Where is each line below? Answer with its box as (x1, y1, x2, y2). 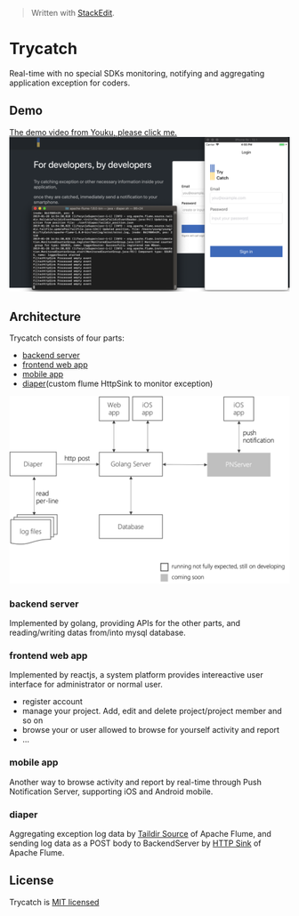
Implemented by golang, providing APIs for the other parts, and (9, 618, 241, 629)
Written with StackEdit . (30, 8, 116, 18)
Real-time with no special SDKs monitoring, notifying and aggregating (9, 68, 265, 78)
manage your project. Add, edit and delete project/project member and (21, 706, 282, 717)
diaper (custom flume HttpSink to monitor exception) (21, 378, 214, 390)
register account (21, 696, 83, 707)
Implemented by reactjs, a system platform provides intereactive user (9, 670, 264, 680)
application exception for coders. (9, 77, 131, 88)
